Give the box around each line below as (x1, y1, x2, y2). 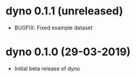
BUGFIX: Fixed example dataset (14, 24, 93, 31)
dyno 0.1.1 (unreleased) (5, 4, 123, 18)
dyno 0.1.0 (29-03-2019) (5, 45, 131, 59)
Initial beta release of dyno (14, 65, 80, 72)
